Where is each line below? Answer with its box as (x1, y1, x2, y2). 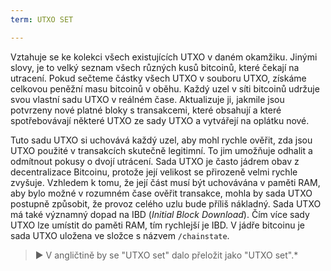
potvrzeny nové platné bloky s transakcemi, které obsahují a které (10, 104, 282, 116)
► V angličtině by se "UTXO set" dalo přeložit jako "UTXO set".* (34, 249, 299, 261)
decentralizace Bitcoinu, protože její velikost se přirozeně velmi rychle (10, 166, 298, 178)
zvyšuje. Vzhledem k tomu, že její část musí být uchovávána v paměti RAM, (10, 176, 321, 188)
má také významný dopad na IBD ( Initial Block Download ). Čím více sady (10, 208, 310, 220)
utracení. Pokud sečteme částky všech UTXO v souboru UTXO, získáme (10, 72, 307, 84)
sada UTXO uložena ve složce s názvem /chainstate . (10, 229, 230, 241)
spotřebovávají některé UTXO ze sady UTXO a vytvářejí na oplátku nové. (10, 114, 310, 126)
